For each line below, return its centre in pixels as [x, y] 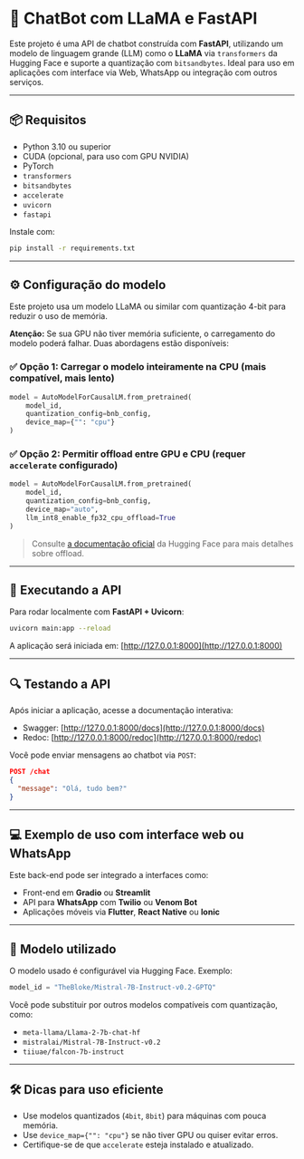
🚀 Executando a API [66, 590]
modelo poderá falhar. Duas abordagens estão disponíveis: [119, 343]
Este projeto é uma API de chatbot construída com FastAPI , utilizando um [146, 43]
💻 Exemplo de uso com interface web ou [127, 835]
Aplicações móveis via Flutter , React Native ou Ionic [121, 912]
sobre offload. [57, 553]
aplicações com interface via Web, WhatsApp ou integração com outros [143, 72]
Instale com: [33, 231]
